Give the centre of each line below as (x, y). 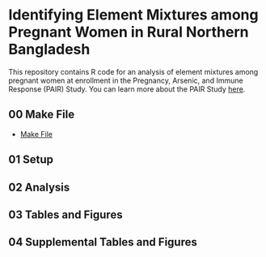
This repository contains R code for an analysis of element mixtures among (133, 71)
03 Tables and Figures (65, 214)
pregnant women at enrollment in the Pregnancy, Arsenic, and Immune (126, 80)
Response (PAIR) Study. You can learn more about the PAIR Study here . (127, 89)
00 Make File (42, 115)
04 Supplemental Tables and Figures (103, 242)
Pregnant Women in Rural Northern (129, 32)
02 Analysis (39, 187)
